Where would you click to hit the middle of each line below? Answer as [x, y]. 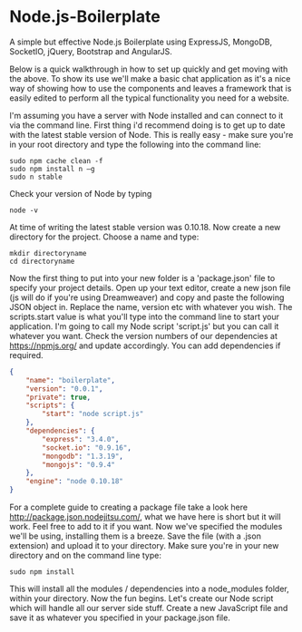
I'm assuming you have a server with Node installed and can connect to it [146, 115]
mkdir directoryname [49, 253]
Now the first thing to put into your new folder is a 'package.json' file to [142, 277]
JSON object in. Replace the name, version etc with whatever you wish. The [151, 306]
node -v [24, 210]
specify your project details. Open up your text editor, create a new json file [151, 287]
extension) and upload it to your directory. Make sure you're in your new [144, 546]
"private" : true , [58, 397]
